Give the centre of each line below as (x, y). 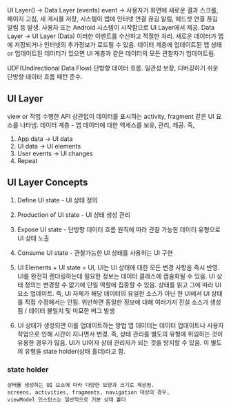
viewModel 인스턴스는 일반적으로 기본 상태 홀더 (67, 399)
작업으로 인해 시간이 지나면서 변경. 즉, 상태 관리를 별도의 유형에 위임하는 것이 (120, 334)
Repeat (27, 160)
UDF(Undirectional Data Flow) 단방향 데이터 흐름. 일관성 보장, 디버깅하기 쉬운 (113, 68)
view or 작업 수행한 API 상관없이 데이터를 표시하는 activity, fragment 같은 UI (111, 116)
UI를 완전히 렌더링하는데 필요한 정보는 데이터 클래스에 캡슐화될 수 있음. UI (116, 276)
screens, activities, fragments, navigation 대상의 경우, (89, 392)
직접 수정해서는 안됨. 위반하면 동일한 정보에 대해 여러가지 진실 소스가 (117, 302)
